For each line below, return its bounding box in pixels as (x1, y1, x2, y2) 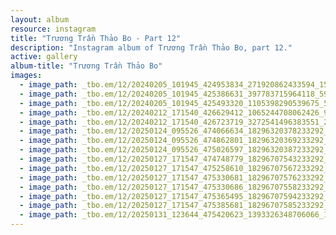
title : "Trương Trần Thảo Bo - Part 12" (10, 33, 182, 43)
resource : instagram (10, 24, 97, 34)
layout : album (10, 14, 70, 25)
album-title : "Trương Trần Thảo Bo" (10, 61, 163, 71)
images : (10, 71, 43, 81)
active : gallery (10, 52, 78, 62)
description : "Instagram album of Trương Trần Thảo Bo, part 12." (10, 42, 293, 53)
